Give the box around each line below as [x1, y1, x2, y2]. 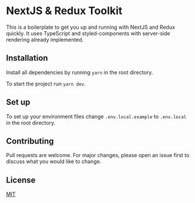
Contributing [6, 136, 54, 146]
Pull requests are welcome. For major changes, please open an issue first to [6, 152, 190, 159]
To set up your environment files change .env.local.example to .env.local [6, 113, 187, 120]
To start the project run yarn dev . [6, 80, 86, 87]
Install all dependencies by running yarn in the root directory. [6, 69, 153, 76]
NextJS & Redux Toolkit [6, 4, 123, 18]
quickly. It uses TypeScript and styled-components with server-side [6, 29, 170, 36]
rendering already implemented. [6, 36, 84, 43]
